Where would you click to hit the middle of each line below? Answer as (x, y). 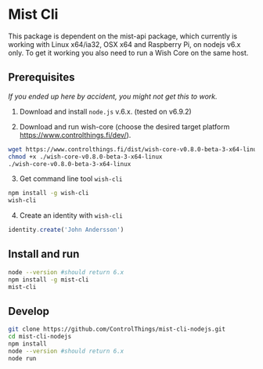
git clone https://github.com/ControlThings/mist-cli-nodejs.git (117, 329)
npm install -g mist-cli (49, 280)
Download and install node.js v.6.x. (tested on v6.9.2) (105, 111)
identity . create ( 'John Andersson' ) (66, 230)
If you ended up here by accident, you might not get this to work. (113, 96)
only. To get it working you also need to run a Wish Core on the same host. (128, 52)
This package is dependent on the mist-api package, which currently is (122, 36)
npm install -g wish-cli (49, 194)
